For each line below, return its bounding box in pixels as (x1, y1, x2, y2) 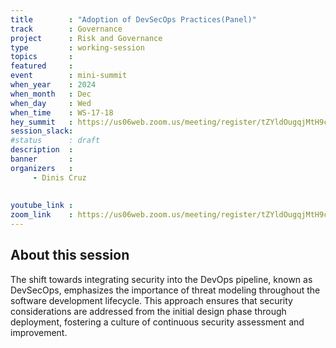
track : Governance (10, 24, 123, 34)
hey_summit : (10, 117, 74, 127)
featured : (10, 61, 74, 71)
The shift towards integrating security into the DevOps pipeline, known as (10, 273, 313, 285)
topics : (10, 52, 74, 62)
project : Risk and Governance (10, 33, 163, 43)
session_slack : (10, 126, 74, 136)
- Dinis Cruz (32, 172, 87, 183)
